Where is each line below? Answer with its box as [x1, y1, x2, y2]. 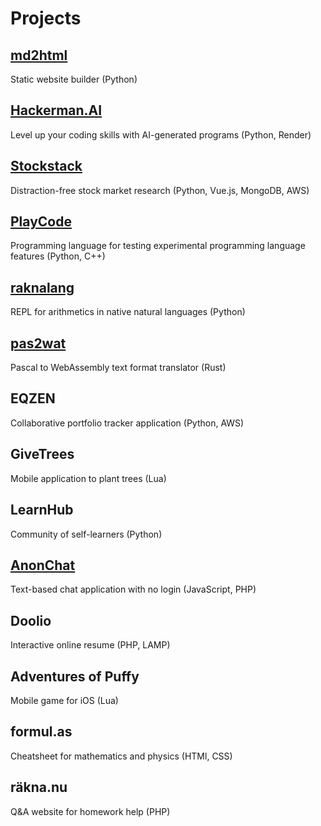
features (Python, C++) [10, 250, 106, 262]
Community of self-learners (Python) [10, 528, 163, 540]
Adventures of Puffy [10, 668, 140, 685]
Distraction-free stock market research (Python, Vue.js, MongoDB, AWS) [10, 184, 310, 196]
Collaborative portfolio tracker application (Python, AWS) [10, 417, 245, 429]
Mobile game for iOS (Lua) [10, 694, 119, 706]
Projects [10, 7, 82, 30]
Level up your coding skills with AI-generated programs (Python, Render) [10, 128, 312, 141]
